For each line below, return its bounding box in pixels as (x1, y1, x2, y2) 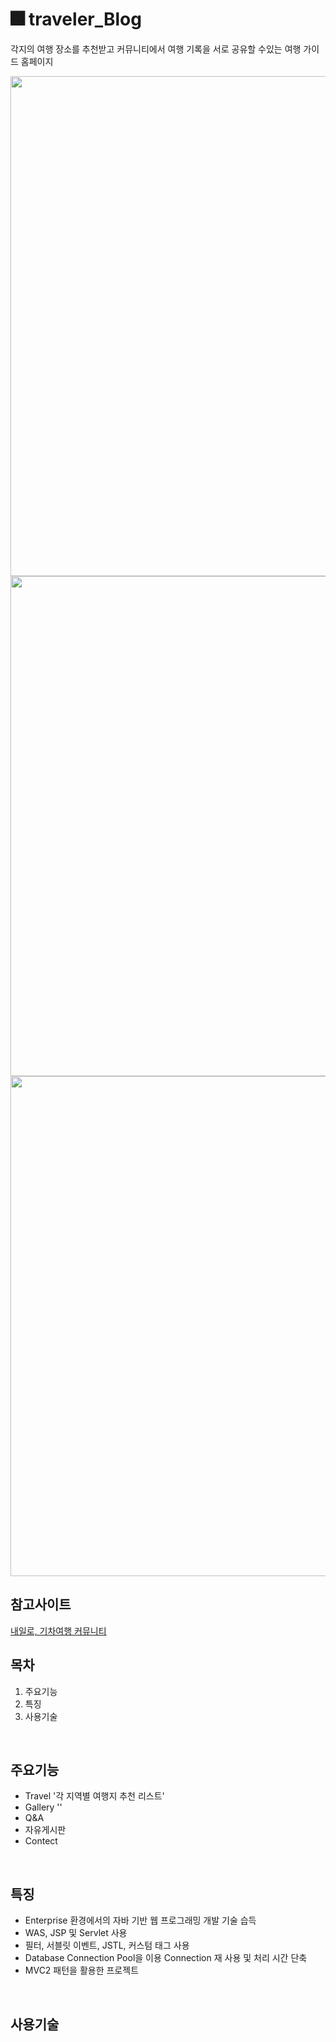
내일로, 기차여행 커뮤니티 (10, 1624, 107, 1637)
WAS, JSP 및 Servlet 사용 (24, 1927, 128, 1939)
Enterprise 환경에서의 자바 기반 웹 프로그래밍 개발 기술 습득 (24, 1914, 257, 1927)
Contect (24, 1835, 58, 1847)
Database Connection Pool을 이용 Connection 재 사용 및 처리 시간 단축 (24, 1952, 308, 1964)
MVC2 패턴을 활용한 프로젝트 (24, 1964, 140, 1977)
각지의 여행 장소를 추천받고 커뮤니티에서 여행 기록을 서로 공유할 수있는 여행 (10, 43, 302, 55)
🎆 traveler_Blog (10, 8, 142, 31)
